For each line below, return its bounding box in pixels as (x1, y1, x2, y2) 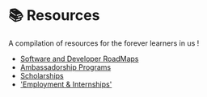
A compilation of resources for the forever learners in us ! (8, 38, 200, 48)
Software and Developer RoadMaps (19, 54, 139, 63)
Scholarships (19, 71, 64, 80)
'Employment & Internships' (19, 79, 112, 89)
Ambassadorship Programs (19, 62, 112, 72)
